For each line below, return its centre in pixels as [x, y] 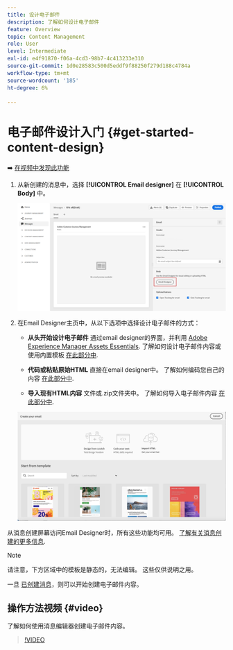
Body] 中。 [33, 194]
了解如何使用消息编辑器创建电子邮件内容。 [68, 626]
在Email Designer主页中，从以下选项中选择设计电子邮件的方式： [109, 323]
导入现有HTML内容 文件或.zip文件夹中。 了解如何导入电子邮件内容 [122, 393]
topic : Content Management [46, 37]
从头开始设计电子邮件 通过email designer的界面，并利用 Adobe [118, 337]
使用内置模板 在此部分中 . [63, 354]
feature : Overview [34, 29]
